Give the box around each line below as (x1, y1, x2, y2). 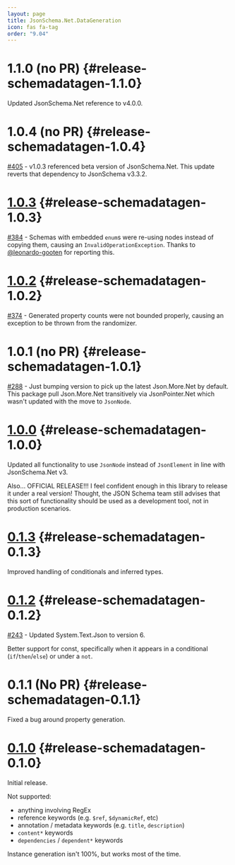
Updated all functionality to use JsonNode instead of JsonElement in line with (7, 460, 226, 469)
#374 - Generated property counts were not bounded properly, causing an (7, 311, 224, 319)
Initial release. (7, 778, 48, 786)
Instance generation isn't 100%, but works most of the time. (7, 849, 181, 858)
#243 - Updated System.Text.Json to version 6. (7, 631, 146, 639)
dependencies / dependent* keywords (17, 836, 123, 844)
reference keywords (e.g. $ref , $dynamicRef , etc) (17, 813, 159, 822)
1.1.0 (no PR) (7, 61, 80, 76)
